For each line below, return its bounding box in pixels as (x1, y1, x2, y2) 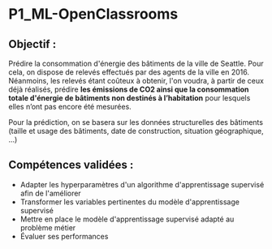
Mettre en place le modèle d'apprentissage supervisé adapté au (19, 214, 235, 224)
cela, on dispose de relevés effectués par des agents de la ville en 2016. (8, 67, 250, 77)
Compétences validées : (8, 158, 134, 172)
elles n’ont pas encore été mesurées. (8, 102, 132, 111)
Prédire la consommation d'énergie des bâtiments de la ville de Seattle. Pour (8, 58, 264, 68)
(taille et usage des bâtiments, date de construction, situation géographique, (8, 127, 264, 135)
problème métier (19, 222, 76, 232)
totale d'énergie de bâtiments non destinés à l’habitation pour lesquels (8, 93, 251, 102)
